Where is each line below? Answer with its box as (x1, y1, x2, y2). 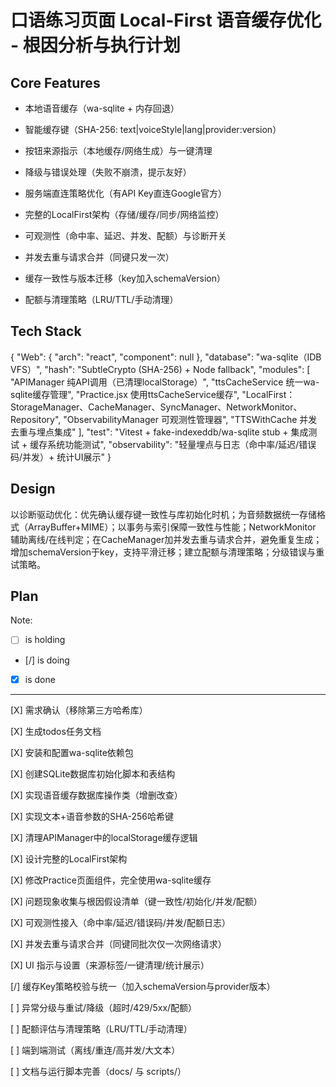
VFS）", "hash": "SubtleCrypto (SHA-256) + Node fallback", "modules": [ (10, 363, 311, 375)
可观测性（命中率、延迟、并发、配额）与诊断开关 (24, 230, 227, 241)
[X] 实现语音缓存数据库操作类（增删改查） (10, 789, 183, 801)
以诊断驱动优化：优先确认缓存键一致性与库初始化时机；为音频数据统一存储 (10, 508, 317, 520)
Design (10, 481, 56, 498)
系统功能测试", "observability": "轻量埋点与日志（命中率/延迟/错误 (47, 438, 317, 450)
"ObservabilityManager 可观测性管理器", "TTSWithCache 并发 (63, 413, 318, 425)
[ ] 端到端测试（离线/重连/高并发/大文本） (10, 1044, 181, 1056)
